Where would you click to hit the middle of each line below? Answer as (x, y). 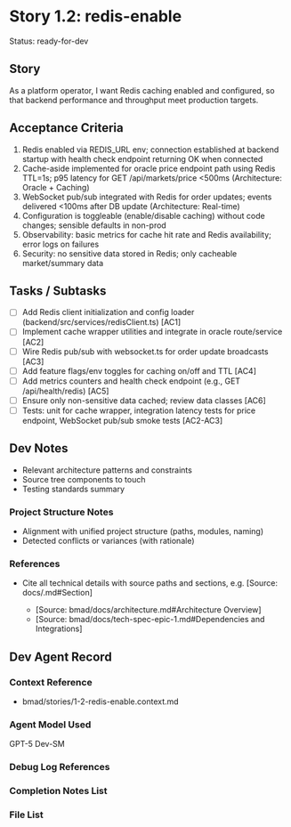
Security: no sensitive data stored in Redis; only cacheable (129, 253)
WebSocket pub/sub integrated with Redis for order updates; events (147, 197)
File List (26, 815)
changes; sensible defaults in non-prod (94, 225)
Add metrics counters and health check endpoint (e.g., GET (131, 381)
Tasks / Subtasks (58, 291)
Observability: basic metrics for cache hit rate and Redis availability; (146, 234)
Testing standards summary (73, 489)
